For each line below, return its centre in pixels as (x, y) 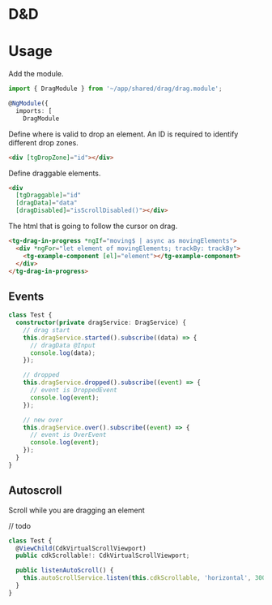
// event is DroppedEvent (73, 391)
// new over (43, 420)
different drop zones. (43, 142)
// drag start (47, 330)
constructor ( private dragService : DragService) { (101, 323)
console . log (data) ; (62, 353)
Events (26, 296)
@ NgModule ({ (28, 103)
